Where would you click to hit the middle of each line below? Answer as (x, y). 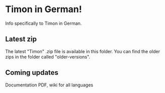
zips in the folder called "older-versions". (48, 57)
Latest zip (21, 39)
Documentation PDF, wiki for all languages (49, 85)
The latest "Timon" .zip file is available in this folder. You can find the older (83, 51)
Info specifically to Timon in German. (44, 23)
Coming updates (32, 73)
